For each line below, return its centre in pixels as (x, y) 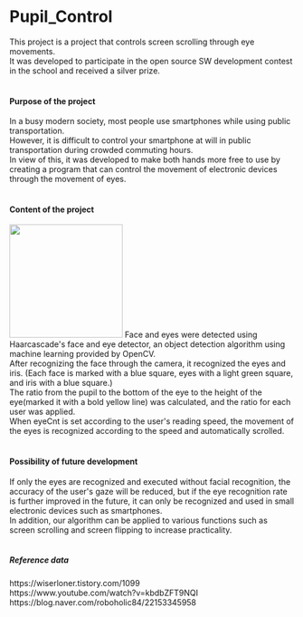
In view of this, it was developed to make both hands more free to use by (145, 159)
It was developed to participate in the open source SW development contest (151, 61)
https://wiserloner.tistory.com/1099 (75, 583)
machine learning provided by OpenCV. (83, 354)
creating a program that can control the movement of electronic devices (143, 169)
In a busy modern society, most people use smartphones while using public (150, 121)
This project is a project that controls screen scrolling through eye (132, 42)
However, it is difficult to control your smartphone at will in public (130, 140)
